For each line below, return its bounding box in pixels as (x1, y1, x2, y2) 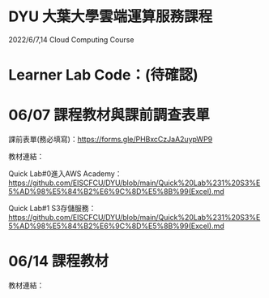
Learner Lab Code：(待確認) (8, 66, 199, 84)
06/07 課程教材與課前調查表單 (8, 106, 211, 124)
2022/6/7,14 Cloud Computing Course (8, 34, 134, 45)
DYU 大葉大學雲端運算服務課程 (8, 7, 213, 26)
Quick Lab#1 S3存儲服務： (8, 204, 96, 214)
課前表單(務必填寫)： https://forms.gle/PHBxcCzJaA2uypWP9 (8, 135, 213, 145)
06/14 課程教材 (8, 253, 109, 270)
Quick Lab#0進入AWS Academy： (8, 169, 122, 179)
